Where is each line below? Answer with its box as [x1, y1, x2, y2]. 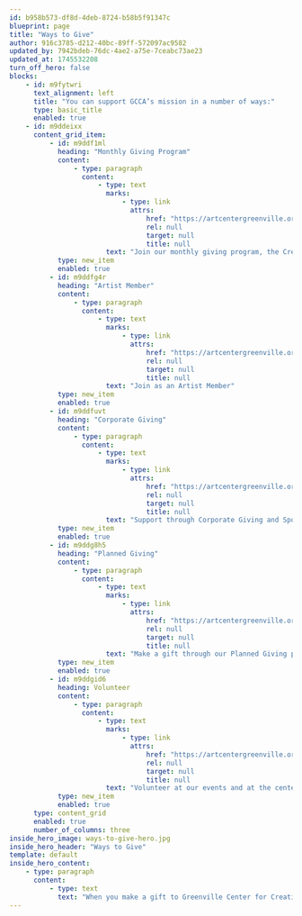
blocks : [9, 72, 39, 81]
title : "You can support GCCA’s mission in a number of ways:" [32, 96, 276, 106]
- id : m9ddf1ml [49, 139, 106, 148]
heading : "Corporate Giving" [57, 415, 167, 424]
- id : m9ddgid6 [49, 675, 106, 684]
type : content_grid [32, 809, 106, 818]
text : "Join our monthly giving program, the [105, 248, 280, 257]
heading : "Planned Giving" [57, 549, 159, 558]
